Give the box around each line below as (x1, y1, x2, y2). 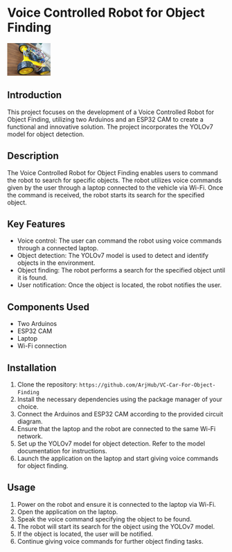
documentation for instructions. (17, 447, 107, 455)
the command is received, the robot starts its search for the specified (7, 190, 205, 199)
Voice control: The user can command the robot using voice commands (17, 236, 222, 245)
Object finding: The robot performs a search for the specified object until (17, 266, 226, 275)
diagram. (17, 417, 43, 425)
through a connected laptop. (17, 244, 99, 252)
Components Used (7, 301, 90, 313)
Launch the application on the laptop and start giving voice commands (17, 454, 219, 462)
